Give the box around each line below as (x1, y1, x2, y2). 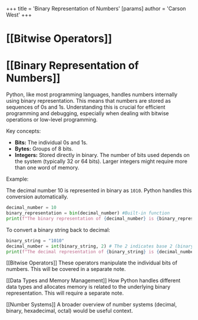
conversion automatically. (6, 193, 69, 200)
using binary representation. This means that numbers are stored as (6, 97, 171, 105)
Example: (6, 175, 29, 182)
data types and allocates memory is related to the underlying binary (6, 283, 171, 290)
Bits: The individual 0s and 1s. (14, 139, 88, 146)
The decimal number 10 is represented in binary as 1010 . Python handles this (6, 187, 192, 194)
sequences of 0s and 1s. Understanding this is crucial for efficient (6, 103, 166, 111)
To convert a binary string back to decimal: (6, 226, 110, 233)
